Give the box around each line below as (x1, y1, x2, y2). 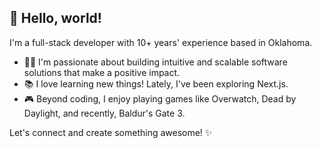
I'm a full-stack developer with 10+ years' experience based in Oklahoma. (9, 36, 313, 48)
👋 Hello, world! (9, 10, 102, 27)
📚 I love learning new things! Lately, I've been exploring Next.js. (23, 77, 289, 90)
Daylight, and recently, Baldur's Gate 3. (23, 107, 186, 119)
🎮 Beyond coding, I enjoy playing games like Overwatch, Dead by (23, 92, 297, 105)
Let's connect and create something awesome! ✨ (9, 126, 213, 138)
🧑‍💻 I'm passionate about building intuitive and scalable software (23, 56, 288, 68)
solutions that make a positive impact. (23, 66, 181, 78)
